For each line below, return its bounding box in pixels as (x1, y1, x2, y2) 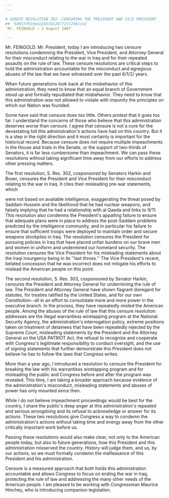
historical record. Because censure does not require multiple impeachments (5, 139, 163, 145)
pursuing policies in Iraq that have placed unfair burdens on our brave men (5, 239, 160, 245)
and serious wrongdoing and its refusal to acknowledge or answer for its (5, 408, 156, 415)
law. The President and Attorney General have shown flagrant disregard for (5, 287, 161, 293)
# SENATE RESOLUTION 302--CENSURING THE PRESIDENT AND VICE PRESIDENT (5, 16, 157, 22)
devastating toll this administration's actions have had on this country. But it (5, 128, 162, 134)
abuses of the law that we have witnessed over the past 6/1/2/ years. (5, 71, 149, 77)
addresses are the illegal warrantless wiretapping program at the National (5, 313, 158, 320)
